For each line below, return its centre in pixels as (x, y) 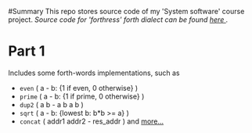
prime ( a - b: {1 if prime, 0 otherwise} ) (82, 96)
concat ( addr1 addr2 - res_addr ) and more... (92, 121)
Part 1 (27, 51)
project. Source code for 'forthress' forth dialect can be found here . (118, 20)
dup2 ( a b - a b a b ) (51, 104)
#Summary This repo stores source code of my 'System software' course (126, 11)
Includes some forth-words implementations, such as (94, 73)
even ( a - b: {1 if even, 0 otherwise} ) (79, 88)
